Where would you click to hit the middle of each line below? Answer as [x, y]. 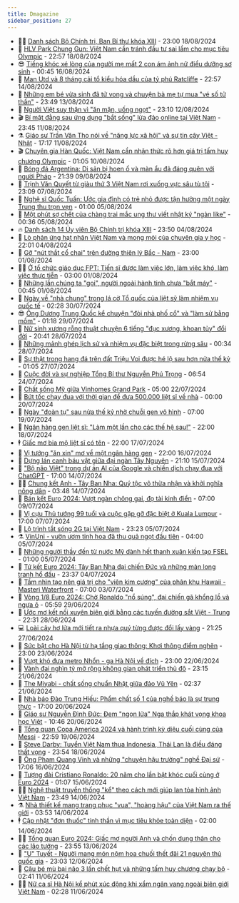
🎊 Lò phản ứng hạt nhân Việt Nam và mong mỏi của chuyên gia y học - [122, 237]
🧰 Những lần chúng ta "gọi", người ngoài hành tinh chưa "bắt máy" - [117, 283]
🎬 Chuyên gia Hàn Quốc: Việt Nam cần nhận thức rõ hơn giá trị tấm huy [123, 151]
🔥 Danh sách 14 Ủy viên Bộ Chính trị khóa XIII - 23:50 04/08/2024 [115, 229]
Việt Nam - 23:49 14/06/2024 [61, 797]
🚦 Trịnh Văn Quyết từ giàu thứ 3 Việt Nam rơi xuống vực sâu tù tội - [116, 183]
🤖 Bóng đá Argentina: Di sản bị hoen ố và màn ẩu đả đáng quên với [116, 168]
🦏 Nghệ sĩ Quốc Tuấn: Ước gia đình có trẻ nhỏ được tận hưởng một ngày [124, 199]
